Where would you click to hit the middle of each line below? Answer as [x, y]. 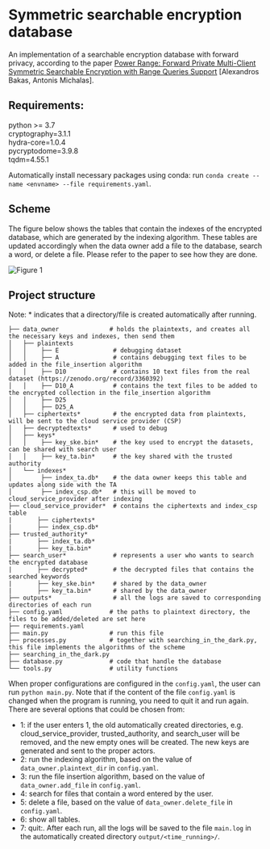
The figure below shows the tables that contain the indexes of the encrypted [135, 229]
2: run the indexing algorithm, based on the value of [106, 759]
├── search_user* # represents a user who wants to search [131, 556]
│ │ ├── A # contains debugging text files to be [128, 358]
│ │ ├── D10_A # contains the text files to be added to [133, 386]
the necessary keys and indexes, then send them [91, 337]
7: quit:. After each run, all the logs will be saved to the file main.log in [135, 828]
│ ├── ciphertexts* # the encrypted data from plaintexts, [128, 414]
